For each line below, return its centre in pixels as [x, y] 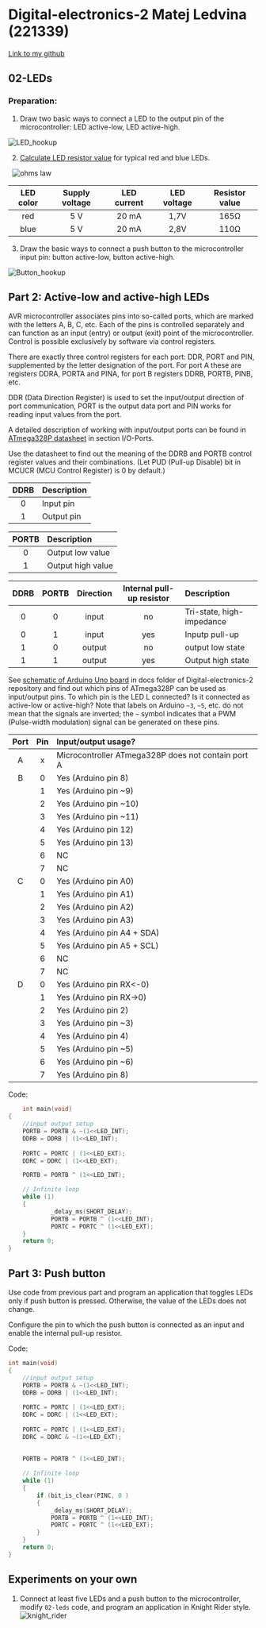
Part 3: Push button [57, 1273]
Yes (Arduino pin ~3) [95, 1024]
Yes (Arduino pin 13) [95, 843]
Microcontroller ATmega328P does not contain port [152, 755]
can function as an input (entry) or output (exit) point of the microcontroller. [131, 333]
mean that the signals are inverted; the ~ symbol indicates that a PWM [122, 714]
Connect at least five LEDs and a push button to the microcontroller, [130, 1599]
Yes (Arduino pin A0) [95, 882]
